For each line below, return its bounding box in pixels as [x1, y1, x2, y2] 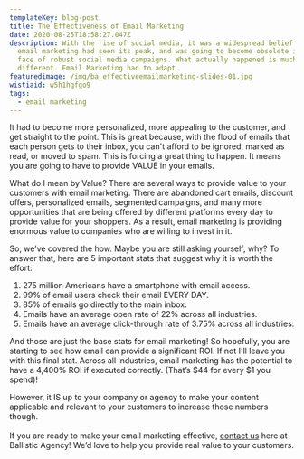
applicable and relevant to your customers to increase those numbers [9, 401, 269, 412]
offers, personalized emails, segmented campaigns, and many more [9, 197, 262, 208]
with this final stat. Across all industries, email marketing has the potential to [9, 355, 293, 366]
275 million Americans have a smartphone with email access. [22, 280, 251, 291]
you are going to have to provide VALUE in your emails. [9, 160, 214, 172]
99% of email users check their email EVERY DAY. [22, 290, 210, 301]
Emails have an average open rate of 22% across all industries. [22, 309, 258, 320]
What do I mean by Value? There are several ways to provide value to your [9, 178, 287, 189]
